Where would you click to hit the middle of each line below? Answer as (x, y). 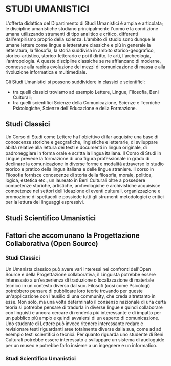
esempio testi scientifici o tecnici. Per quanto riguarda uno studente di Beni (84, 334)
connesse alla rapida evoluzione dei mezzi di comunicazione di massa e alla (85, 67)
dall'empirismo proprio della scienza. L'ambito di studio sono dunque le (80, 39)
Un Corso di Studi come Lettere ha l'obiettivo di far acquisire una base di (82, 137)
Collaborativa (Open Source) (52, 243)
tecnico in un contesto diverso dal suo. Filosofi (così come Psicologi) (78, 285)
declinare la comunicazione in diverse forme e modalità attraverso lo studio (84, 164)
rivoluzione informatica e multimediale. (46, 72)
